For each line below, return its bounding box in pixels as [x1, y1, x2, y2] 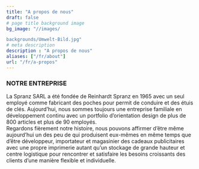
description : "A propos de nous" [6, 48, 93, 54]
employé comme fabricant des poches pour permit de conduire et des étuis [6, 99, 194, 106]
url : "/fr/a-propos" [6, 59, 58, 65]
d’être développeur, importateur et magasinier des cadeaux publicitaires [6, 137, 185, 145]
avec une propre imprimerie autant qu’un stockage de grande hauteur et [6, 144, 185, 151]
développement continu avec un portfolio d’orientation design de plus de [6, 112, 186, 119]
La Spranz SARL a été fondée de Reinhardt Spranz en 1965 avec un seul [6, 92, 185, 100]
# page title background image [6, 20, 85, 26]
